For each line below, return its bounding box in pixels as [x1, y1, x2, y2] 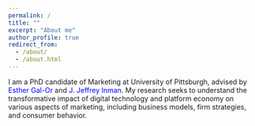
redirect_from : [8, 41, 58, 49]
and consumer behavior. [8, 110, 88, 120]
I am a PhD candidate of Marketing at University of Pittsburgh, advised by [8, 76, 247, 87]
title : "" [8, 19, 41, 27]
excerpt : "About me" [8, 26, 77, 34]
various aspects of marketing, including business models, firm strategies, [8, 102, 247, 111]
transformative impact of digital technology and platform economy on [8, 94, 234, 103]
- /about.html [15, 56, 62, 64]
